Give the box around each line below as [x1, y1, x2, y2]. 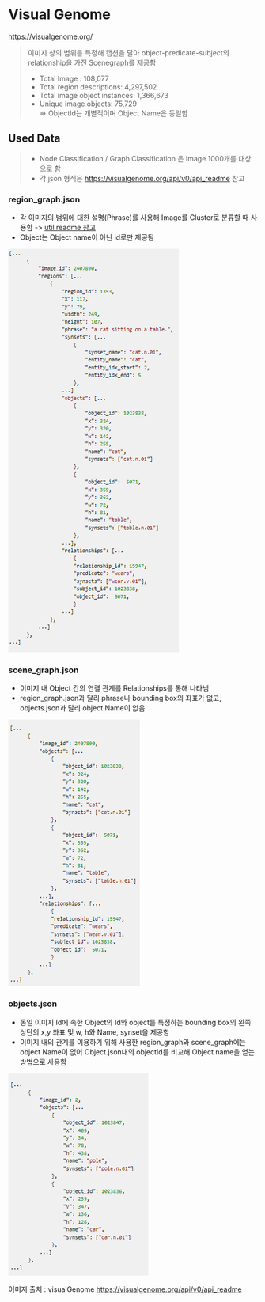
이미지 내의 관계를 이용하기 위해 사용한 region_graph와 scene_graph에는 [19, 1037, 247, 1047]
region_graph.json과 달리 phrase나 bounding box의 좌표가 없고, [19, 694, 221, 703]
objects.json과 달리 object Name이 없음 [19, 703, 146, 713]
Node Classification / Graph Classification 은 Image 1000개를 [39, 153, 237, 163]
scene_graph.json [8, 664, 79, 676]
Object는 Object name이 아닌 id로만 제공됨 [19, 233, 154, 242]
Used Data [8, 132, 61, 146]
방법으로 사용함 [19, 1057, 67, 1066]
